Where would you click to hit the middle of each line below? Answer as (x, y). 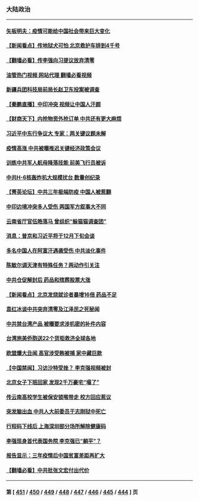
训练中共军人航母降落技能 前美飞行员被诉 (56, 163)
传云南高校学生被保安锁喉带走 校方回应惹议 (59, 397)
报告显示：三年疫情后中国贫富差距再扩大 (55, 455)
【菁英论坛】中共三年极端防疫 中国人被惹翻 (59, 192)
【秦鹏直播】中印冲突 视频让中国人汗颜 (54, 104)
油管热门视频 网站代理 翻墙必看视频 (49, 75)
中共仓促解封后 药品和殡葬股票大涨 (48, 280)
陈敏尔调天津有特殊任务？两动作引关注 (53, 265)
